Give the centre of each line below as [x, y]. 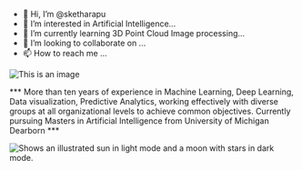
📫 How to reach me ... [65, 53]
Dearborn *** [35, 130]
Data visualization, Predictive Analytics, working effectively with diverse [144, 101]
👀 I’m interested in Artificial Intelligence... [99, 24]
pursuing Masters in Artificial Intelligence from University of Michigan [140, 121]
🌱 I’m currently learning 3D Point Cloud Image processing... [134, 33]
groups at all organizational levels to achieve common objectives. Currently [150, 111]
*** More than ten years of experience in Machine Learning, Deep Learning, [151, 92]
